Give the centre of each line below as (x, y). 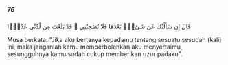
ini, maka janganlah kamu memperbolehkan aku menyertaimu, (95, 47)
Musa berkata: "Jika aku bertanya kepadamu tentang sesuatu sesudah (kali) (114, 39)
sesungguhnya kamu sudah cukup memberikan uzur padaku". (95, 53)
